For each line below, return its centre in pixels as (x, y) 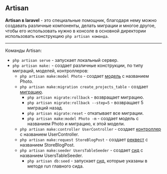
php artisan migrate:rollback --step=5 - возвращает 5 (85, 102)
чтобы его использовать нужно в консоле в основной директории (76, 31)
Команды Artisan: (24, 50)
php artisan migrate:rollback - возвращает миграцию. (85, 97)
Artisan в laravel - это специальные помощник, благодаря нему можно (81, 20)
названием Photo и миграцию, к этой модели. (76, 124)
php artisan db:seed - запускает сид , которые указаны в (87, 161)
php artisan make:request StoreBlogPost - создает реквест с (84, 140)
